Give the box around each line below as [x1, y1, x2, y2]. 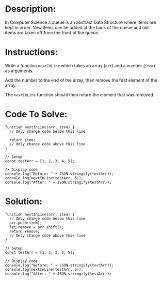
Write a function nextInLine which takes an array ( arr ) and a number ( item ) [5, 62, 155, 68]
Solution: [5, 196, 43, 207]
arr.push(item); [9, 220, 42, 225]
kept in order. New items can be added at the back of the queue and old [5, 24, 149, 30]
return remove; [9, 229, 40, 234]
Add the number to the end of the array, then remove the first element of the [5, 77, 158, 83]
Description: [5, 3, 56, 15]
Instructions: [5, 47, 58, 58]
